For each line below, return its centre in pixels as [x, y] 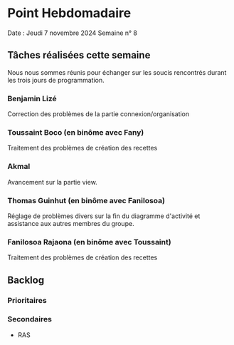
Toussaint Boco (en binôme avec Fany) [76, 132]
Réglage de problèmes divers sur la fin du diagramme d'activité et [104, 216]
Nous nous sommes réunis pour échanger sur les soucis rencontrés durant [117, 72]
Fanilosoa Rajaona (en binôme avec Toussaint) [90, 242]
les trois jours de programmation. [56, 80]
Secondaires [30, 319]
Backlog [26, 280]
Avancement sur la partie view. [52, 182]
